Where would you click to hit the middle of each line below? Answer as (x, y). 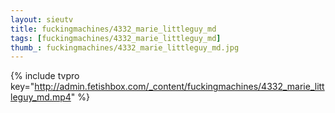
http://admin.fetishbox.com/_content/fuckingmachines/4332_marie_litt (179, 87)
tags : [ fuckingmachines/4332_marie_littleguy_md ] (116, 38)
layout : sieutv (42, 19)
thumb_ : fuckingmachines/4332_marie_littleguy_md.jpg (125, 47)
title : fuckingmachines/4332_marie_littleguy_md (113, 29)
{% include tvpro (45, 76)
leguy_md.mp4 (41, 97)
